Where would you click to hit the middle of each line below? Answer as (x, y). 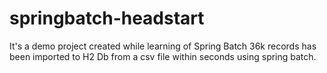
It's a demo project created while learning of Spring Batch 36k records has (163, 46)
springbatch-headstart (107, 18)
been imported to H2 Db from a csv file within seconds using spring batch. (163, 56)
